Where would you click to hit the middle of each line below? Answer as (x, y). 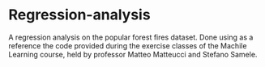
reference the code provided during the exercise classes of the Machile (128, 45)
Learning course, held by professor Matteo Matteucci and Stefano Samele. (133, 54)
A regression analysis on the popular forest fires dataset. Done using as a (131, 37)
